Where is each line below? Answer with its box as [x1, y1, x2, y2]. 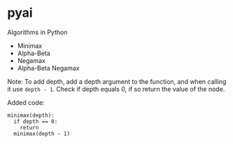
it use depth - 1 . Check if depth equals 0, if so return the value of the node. [7, 85, 225, 93]
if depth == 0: [13, 117, 58, 125]
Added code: [7, 98, 45, 106]
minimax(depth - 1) [13, 130, 71, 137]
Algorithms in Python [7, 28, 68, 36]
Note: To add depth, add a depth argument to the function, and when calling [7, 77, 227, 85]
